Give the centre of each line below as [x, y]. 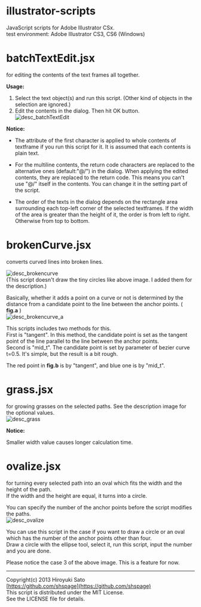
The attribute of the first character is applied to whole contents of [95, 140]
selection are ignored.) [43, 104]
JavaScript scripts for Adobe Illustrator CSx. [60, 28]
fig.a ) [14, 310]
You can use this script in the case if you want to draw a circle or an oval [96, 531]
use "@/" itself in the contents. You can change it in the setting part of [101, 183]
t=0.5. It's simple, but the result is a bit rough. [62, 354]
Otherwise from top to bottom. [52, 221]
